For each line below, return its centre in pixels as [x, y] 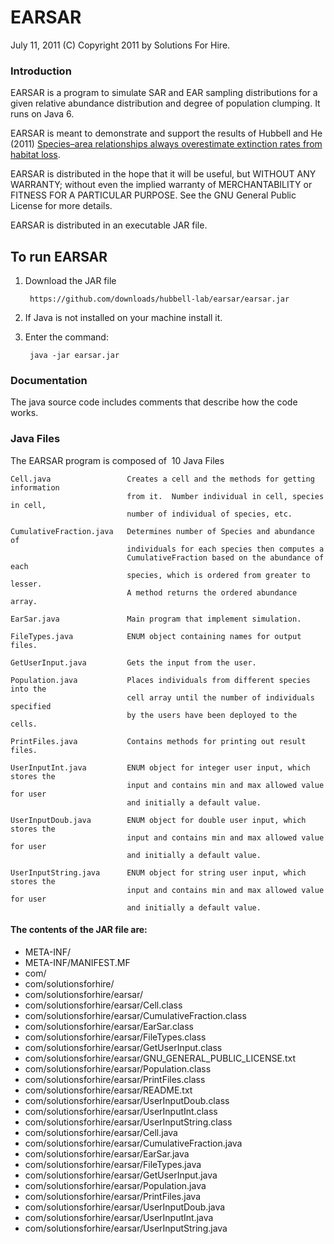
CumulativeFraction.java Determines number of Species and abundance [162, 531]
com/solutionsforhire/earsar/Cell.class [103, 1005]
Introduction [41, 71]
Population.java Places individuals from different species [160, 680]
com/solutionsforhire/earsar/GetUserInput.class [123, 1047]
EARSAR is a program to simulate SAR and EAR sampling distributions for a [164, 93]
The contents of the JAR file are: [79, 930]
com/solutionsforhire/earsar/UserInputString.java [126, 1228]
